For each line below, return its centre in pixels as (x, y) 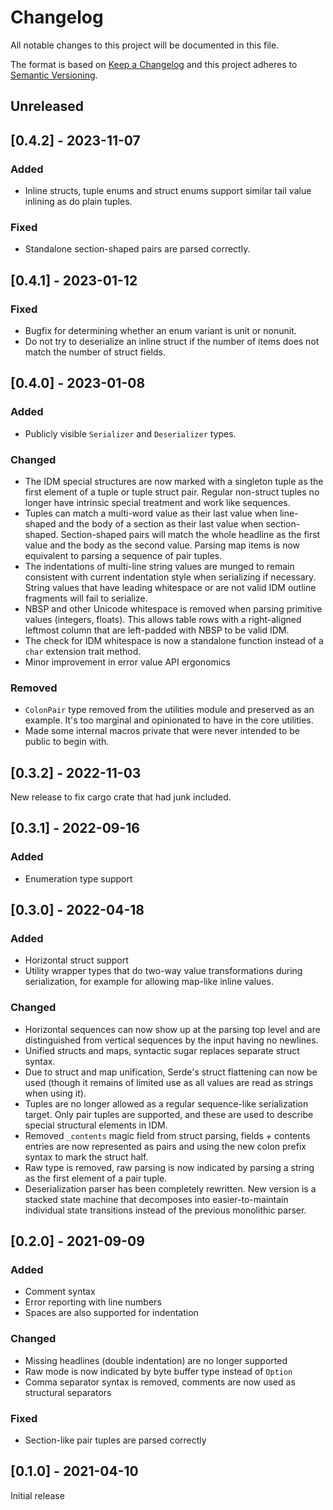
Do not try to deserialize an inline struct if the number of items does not (172, 341)
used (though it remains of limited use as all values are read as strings (169, 1082)
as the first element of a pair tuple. (96, 1178)
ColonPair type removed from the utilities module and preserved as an (169, 710)
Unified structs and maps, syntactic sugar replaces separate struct (162, 1050)
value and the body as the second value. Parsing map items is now (162, 545)
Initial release (37, 1495)
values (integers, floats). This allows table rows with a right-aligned (163, 619)
